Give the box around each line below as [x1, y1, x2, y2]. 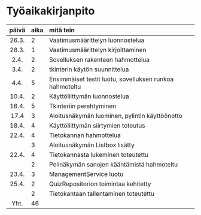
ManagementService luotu [48, 169, 124, 178]
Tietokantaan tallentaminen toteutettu [48, 189, 154, 198]
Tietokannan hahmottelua [48, 131, 121, 139]
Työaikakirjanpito [6, 4, 95, 18]
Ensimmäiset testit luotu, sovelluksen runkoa [48, 75, 174, 83]
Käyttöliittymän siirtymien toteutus [48, 121, 145, 129]
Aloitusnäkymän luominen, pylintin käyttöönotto [48, 111, 182, 120]
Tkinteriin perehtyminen [48, 102, 117, 110]
